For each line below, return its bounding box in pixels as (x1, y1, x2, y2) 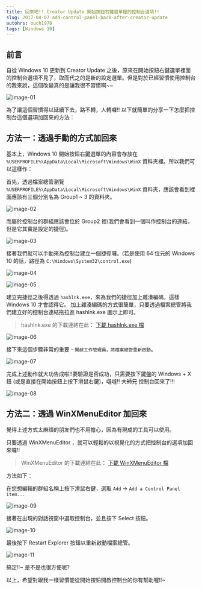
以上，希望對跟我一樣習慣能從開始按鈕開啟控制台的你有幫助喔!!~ (6, 576, 166, 584)
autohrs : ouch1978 (6, 20, 52, 26)
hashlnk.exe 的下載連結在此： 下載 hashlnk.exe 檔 (20, 321, 144, 329)
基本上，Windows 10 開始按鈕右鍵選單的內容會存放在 (6, 150, 138, 157)
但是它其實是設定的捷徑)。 (6, 225, 72, 232)
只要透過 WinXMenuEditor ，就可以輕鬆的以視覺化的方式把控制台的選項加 (6, 438, 188, 446)
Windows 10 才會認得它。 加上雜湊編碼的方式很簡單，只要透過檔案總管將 (6, 301, 187, 308)
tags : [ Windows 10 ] (6, 25, 55, 32)
